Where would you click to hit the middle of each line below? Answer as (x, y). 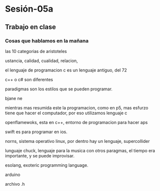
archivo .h (15, 184)
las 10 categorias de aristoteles (36, 51)
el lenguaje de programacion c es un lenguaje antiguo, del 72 (66, 70)
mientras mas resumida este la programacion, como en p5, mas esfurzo (77, 107)
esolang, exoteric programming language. (47, 165)
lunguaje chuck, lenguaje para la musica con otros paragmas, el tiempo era (80, 150)
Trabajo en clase (31, 27)
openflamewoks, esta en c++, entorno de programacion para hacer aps (76, 122)
